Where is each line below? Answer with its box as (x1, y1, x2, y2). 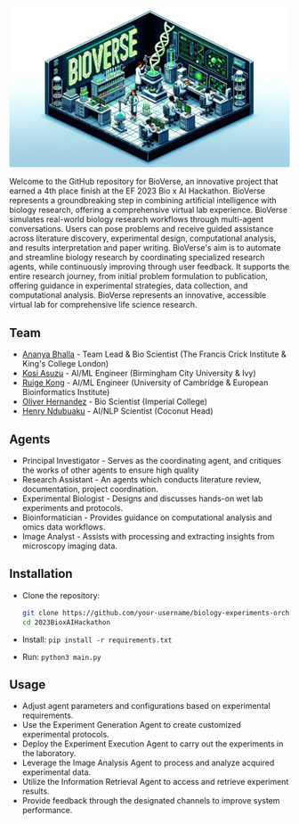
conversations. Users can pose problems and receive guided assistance (9, 224, 274, 235)
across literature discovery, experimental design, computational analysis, (9, 233, 277, 243)
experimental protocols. (21, 729, 109, 740)
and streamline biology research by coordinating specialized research (9, 252, 265, 263)
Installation (9, 566, 73, 581)
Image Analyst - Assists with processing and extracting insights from (21, 531, 275, 542)
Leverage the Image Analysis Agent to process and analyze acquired (21, 757, 275, 769)
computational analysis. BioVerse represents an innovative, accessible (9, 290, 267, 301)
